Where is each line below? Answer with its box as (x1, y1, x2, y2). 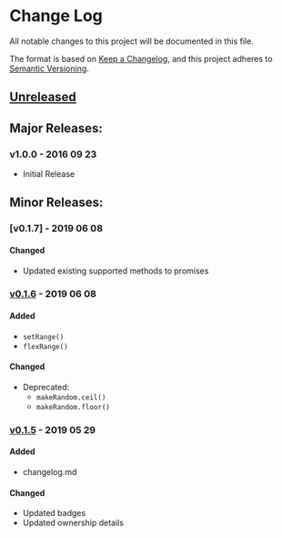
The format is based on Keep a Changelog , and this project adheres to (9, 53, 273, 64)
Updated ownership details (22, 517, 125, 529)
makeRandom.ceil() (35, 393, 106, 402)
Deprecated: (22, 381, 70, 392)
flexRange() (22, 342, 68, 351)
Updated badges (22, 508, 86, 519)
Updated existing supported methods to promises (22, 265, 209, 276)
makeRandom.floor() (35, 402, 111, 411)
